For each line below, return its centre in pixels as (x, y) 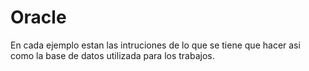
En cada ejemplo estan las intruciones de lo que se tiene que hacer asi (155, 45)
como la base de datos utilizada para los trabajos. (112, 55)
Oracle (38, 17)
